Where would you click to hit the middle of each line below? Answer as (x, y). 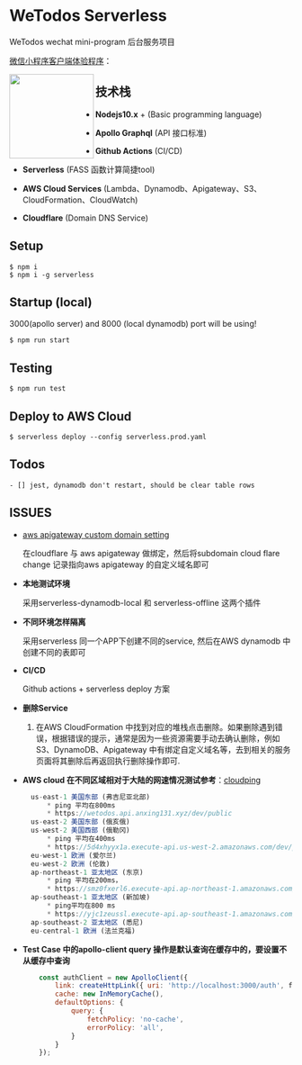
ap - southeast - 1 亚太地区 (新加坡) (91, 898)
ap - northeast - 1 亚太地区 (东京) (87, 872)
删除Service (45, 708)
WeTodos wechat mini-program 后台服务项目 (92, 41)
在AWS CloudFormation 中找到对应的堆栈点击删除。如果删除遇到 (155, 727)
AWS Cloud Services (62, 188)
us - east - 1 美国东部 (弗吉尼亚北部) (91, 797)
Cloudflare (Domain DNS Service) (85, 218)
